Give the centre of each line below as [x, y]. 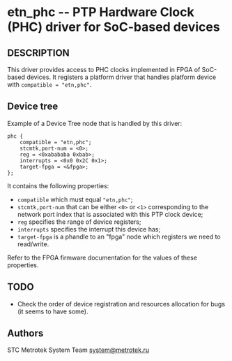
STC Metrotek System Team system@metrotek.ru [78, 350]
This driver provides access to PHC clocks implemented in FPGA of [104, 70]
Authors [25, 333]
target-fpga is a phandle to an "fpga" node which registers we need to [119, 236]
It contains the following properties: [58, 185]
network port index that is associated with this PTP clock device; [110, 214]
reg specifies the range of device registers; [79, 222]
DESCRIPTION [38, 53]
